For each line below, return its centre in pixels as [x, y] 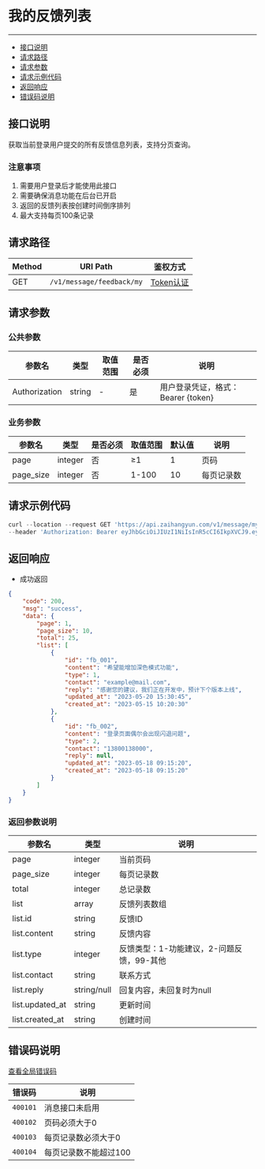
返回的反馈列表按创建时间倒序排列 [75, 206]
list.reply [28, 989]
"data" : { [39, 616]
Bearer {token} [187, 397]
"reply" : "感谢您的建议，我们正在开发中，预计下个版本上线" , [153, 689]
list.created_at [38, 1019]
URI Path [96, 266]
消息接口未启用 [72, 1107]
